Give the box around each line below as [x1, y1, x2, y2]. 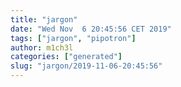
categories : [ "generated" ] [10, 52, 123, 62]
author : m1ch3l [10, 42, 74, 53]
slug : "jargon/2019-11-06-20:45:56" [10, 61, 163, 71]
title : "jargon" [10, 14, 78, 25]
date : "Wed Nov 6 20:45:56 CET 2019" [10, 24, 172, 34]
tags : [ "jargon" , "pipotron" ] [10, 33, 137, 43]
